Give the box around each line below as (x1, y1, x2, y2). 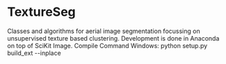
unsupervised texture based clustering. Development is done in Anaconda (7, 34, 220, 42)
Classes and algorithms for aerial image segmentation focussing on (7, 27, 200, 35)
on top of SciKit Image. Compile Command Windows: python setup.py (7, 41, 208, 50)
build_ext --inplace (7, 49, 61, 57)
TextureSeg (7, 4, 76, 20)
